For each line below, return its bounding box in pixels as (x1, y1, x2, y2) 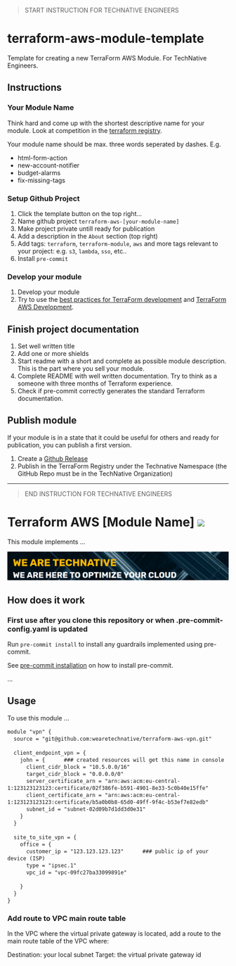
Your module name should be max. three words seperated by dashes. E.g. (7, 140, 221, 148)
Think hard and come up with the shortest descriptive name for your (7, 119, 205, 127)
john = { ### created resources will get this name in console (20, 756, 225, 763)
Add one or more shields (17, 350, 89, 358)
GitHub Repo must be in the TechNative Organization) (17, 469, 173, 478)
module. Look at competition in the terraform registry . (7, 126, 163, 134)
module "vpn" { (7, 728, 52, 735)
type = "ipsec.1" (25, 862, 77, 869)
